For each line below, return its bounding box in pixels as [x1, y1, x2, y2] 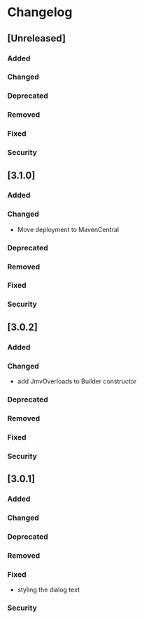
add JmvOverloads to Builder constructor [17, 377, 137, 385]
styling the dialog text [17, 585, 80, 594]
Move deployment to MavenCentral [17, 225, 120, 234]
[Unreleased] [7, 32, 66, 44]
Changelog [7, 4, 73, 20]
